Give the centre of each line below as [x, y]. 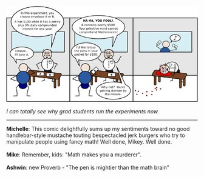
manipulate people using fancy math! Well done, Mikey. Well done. [89, 142]
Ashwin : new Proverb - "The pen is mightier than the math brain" [88, 167]
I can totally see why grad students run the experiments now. [83, 111]
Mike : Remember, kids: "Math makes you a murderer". [74, 155]
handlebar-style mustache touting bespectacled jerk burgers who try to [96, 135]
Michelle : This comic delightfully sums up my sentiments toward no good [98, 129]
